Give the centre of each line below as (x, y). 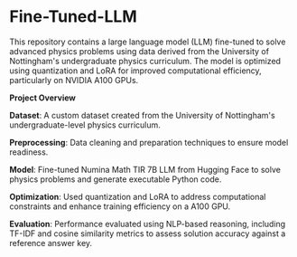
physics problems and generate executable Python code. (116, 179)
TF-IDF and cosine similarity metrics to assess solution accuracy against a (148, 233)
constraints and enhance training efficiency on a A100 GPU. (120, 206)
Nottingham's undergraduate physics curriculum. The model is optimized (145, 61)
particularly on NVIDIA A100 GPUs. (74, 80)
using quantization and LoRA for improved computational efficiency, (135, 71)
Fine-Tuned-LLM (73, 17)
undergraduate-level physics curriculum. (85, 125)
